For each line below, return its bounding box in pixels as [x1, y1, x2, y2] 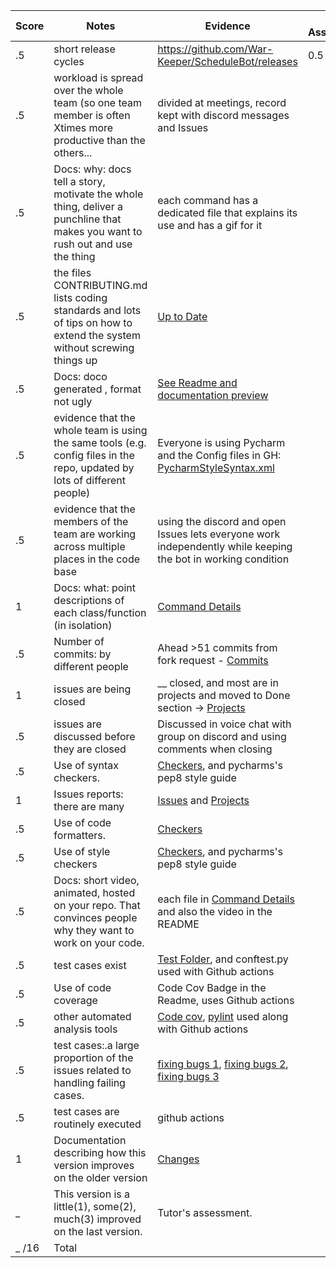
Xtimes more [53, 121, 114, 134]
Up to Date [157, 310, 208, 323]
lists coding [53, 291, 108, 304]
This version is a [53, 1187, 131, 1201]
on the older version [53, 1171, 148, 1184]
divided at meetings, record [157, 96, 287, 109]
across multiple [53, 540, 126, 553]
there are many [53, 800, 125, 813]
